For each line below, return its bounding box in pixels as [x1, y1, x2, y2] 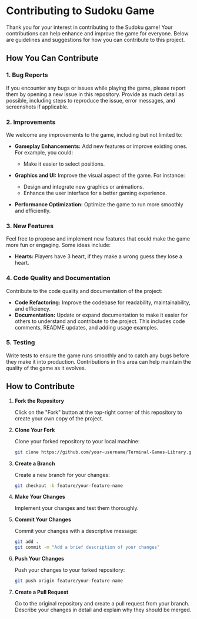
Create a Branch [14, 460, 55, 467]
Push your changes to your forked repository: [14, 567, 125, 574]
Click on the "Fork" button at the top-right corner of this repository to [14, 409, 182, 416]
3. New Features [6, 222, 54, 230]
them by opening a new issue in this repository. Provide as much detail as [6, 90, 184, 98]
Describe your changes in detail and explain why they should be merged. [14, 606, 192, 613]
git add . [14, 539, 39, 545]
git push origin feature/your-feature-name [14, 578, 123, 584]
